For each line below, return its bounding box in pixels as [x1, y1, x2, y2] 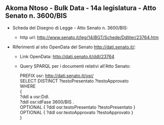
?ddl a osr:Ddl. [19, 93, 50, 99]
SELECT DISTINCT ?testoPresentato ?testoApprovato [19, 78, 129, 83]
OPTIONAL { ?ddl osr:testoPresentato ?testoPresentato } [19, 104, 136, 110]
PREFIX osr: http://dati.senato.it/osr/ [19, 73, 94, 79]
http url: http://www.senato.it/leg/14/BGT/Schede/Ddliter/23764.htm [19, 34, 159, 40]
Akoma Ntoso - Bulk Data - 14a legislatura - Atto [5, 4, 157, 12]
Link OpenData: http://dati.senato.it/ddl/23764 [19, 53, 115, 59]
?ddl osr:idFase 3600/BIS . [19, 99, 75, 105]
